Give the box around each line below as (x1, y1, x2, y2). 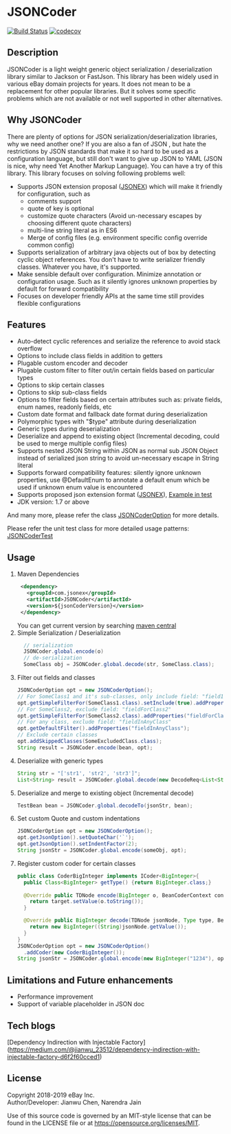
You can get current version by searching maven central (16, 621, 177, 630)
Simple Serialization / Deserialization (16, 628, 121, 636)
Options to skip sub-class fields (16, 388, 107, 397)
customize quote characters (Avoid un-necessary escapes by (27, 211, 202, 220)
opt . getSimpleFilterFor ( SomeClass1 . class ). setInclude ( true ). (16, 699, 197, 707)
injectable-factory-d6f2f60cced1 (7, 1052, 100, 1060)
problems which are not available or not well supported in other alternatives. (7, 94, 223, 102)
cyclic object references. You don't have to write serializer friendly (16, 255, 206, 263)
